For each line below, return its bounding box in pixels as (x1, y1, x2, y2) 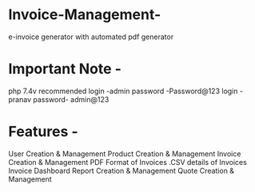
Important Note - (8, 60, 122, 78)
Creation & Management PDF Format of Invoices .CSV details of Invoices (8, 157, 248, 167)
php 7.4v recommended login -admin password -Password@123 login (8, 86, 238, 96)
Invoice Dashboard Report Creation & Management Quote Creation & (8, 166, 234, 175)
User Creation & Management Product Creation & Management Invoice (8, 149, 241, 159)
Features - (8, 123, 78, 141)
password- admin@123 (33, 94, 110, 104)
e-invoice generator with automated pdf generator (8, 32, 174, 41)
